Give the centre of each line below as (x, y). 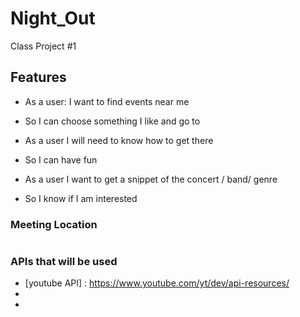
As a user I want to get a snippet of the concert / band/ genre (151, 179)
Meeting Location (54, 224)
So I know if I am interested (81, 198)
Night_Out (53, 18)
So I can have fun (61, 159)
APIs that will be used (64, 261)
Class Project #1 (43, 46)
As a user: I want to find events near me (107, 101)
